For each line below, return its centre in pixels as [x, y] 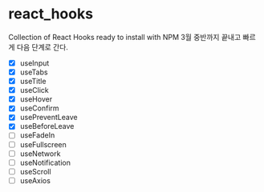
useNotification [45, 162]
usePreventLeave [49, 118]
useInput [35, 63]
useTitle [33, 82]
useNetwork [40, 154]
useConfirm [39, 108]
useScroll [35, 171]
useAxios [35, 180]
